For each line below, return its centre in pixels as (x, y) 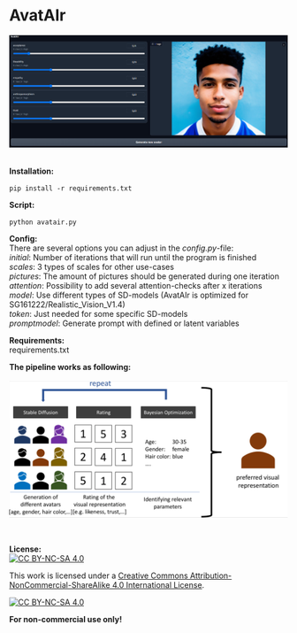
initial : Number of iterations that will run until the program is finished (133, 258)
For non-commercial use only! (65, 620)
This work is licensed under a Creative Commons (99, 575)
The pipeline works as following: (70, 367)
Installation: (32, 171)
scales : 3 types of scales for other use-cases (92, 267)
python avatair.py (43, 222)
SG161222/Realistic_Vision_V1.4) (67, 305)
